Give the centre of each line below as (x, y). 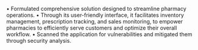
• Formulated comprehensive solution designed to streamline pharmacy (97, 9)
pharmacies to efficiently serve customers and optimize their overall (92, 28)
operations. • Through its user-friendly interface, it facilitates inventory (95, 15)
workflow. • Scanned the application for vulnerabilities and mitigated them (99, 34)
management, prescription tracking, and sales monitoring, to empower (95, 21)
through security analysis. (39, 41)
